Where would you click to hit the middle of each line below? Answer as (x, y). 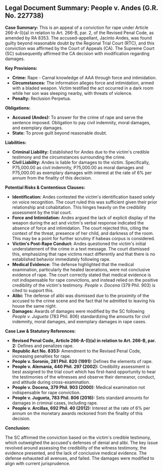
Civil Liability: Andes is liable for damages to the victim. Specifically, (81, 162)
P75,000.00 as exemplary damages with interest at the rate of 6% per (82, 173)
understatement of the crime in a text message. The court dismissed (81, 248)
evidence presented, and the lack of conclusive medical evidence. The (76, 453)
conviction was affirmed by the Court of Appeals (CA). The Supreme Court (80, 48)
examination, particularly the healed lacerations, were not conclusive (81, 269)
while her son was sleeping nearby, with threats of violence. (72, 93)
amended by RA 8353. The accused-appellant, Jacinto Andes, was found (79, 38)
